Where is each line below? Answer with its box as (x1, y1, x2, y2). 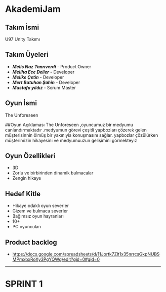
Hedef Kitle (5, 189, 41, 198)
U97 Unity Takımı (5, 36, 41, 42)
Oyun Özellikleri (5, 152, 56, 160)
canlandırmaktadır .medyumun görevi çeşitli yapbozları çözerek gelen (5, 127, 147, 133)
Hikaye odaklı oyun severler (12, 203, 69, 209)
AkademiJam (5, 3, 61, 15)
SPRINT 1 (5, 278, 43, 290)
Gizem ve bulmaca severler (12, 208, 68, 214)
